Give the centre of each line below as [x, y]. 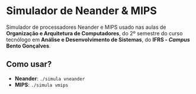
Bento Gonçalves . [28, 46]
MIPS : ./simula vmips [41, 85]
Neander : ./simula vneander [50, 78]
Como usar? [29, 64]
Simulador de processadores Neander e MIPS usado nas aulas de [86, 27]
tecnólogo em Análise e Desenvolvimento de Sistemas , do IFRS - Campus [98, 39]
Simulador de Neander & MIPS [81, 11]
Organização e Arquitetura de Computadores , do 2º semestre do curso [94, 33]
